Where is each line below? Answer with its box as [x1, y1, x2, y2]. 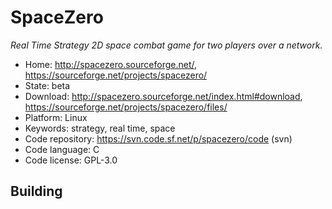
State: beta [24, 79, 71, 91]
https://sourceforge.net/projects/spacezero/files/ [24, 101, 228, 113]
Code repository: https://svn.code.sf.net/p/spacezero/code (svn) [24, 132, 293, 145]
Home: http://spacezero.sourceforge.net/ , [24, 58, 198, 70]
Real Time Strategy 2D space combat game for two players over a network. [10, 39, 323, 51]
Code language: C [24, 143, 100, 155]
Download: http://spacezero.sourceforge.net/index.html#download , [24, 90, 303, 102]
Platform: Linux [24, 111, 88, 123]
